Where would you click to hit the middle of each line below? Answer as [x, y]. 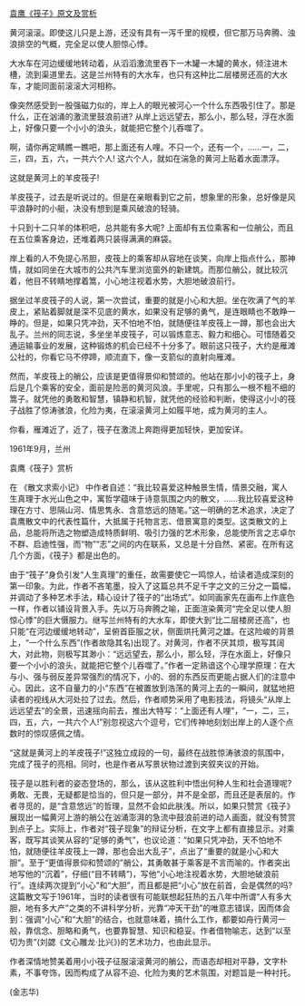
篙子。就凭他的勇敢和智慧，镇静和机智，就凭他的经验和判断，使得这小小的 [148, 399]
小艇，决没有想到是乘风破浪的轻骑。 [116, 208]
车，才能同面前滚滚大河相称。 [65, 86]
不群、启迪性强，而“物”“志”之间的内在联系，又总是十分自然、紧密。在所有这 [152, 544]
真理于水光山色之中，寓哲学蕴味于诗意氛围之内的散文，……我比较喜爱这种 [155, 498]
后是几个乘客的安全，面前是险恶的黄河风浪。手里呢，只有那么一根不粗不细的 [152, 387]
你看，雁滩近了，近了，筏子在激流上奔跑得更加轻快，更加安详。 [128, 430]
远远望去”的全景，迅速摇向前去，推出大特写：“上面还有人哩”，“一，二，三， [152, 711]
